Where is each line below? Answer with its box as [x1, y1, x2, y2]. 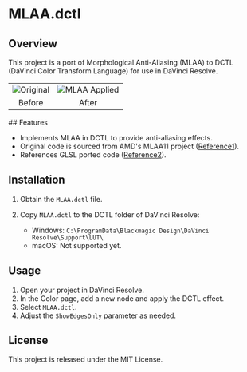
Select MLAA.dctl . [19, 302, 77, 311]
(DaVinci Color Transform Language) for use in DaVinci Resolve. [8, 66, 218, 76]
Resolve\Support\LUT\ [31, 233, 104, 242]
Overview [8, 37, 58, 50]
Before [18, 97, 44, 108]
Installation [8, 173, 65, 187]
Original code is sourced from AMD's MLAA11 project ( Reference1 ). [19, 141, 240, 151]
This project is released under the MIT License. [8, 354, 163, 364]
